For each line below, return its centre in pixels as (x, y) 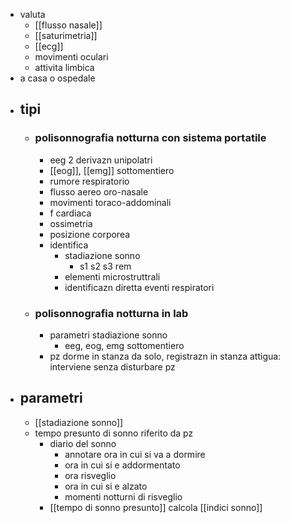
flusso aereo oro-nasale (99, 191)
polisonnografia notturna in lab (111, 313)
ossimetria (71, 223)
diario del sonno (83, 443)
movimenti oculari (71, 57)
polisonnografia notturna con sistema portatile (150, 138)
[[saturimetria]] (66, 35)
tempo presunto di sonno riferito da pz (114, 433)
